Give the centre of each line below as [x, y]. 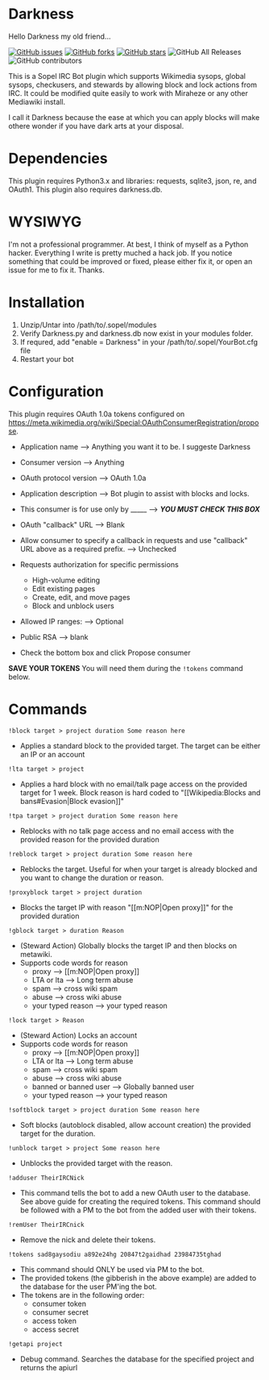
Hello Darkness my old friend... [60, 36]
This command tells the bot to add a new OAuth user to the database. [135, 1192]
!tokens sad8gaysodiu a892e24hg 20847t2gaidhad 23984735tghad [115, 1254]
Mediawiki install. [37, 102]
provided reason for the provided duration [89, 839]
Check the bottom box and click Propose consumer [105, 653]
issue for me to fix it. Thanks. [56, 270]
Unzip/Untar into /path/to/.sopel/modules [88, 325]
